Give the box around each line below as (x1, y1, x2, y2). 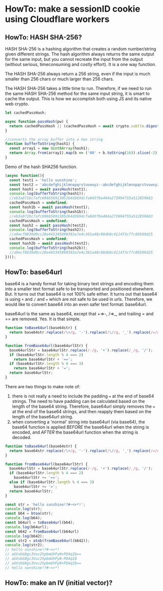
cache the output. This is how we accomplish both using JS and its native (5, 96, 152, 102)
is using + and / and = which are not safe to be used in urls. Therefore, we (5, 296, 153, 302)
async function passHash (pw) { (5, 119, 68, 124)
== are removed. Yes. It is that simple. (5, 316, 81, 322)
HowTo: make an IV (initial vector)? (5, 579, 113, 587)
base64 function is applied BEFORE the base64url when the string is (12, 424, 149, 430)
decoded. (12, 434, 32, 440)
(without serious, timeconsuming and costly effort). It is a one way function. (5, 62, 157, 67)
